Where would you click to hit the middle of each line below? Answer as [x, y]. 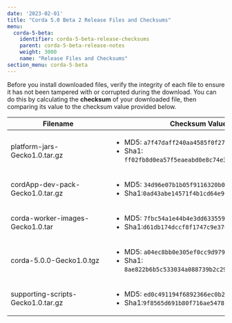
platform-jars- [35, 146]
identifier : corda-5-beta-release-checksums [85, 39]
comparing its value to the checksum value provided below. [92, 106]
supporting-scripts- [44, 294]
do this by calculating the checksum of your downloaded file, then [102, 99]
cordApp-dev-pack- [46, 184]
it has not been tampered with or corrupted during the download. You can [112, 92]
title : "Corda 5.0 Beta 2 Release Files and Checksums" [89, 20]
